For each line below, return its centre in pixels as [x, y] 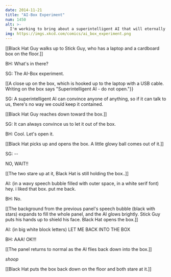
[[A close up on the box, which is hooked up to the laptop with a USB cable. [85, 83]
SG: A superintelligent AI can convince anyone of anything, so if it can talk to [86, 99]
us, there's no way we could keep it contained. [54, 104]
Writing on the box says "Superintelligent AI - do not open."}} [69, 89]
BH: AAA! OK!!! [21, 239]
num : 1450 [16, 19]
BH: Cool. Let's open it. [30, 134]
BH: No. [14, 199]
